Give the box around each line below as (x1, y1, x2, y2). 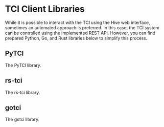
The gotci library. (5, 116, 40, 123)
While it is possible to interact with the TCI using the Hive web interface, (5, 20, 150, 25)
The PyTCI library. (5, 62, 42, 68)
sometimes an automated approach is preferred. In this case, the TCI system (5, 24, 160, 30)
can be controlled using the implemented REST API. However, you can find (5, 30, 156, 36)
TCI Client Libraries (5, 3, 85, 15)
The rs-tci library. (5, 89, 40, 95)
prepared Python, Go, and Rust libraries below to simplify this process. (5, 35, 148, 41)
